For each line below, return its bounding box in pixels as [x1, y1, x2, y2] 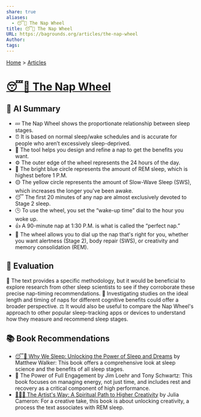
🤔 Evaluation [6, 261, 54, 271]
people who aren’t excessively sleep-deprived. [14, 140, 131, 147]
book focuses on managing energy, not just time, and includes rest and [14, 378, 191, 385]
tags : [6, 43, 20, 49]
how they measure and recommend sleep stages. [6, 315, 128, 323]
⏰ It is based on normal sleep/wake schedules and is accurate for [14, 133, 178, 140]
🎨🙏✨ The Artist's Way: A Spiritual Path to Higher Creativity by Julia [14, 391, 179, 398]
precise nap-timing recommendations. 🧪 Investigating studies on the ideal [6, 289, 189, 297]
